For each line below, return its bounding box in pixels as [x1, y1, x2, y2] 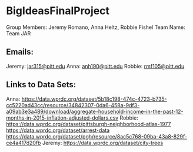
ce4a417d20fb [6, 139, 41, 146]
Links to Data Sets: [6, 80, 76, 90]
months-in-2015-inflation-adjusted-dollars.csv [6, 114, 119, 121]
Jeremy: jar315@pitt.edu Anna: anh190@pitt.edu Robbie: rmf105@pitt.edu [6, 62, 185, 70]
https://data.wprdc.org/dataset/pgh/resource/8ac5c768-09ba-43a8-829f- [6, 133, 187, 140]
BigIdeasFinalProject [6, 4, 110, 18]
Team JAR [6, 29, 31, 37]
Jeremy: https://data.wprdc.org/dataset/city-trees [42, 139, 164, 146]
